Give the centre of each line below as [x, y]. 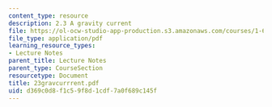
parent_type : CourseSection [56, 68]
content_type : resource [49, 16]
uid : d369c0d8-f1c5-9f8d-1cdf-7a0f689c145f [83, 91]
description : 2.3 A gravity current [70, 23]
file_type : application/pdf [56, 38]
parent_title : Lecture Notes [57, 61]
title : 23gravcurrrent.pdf [54, 83]
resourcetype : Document [49, 76]
